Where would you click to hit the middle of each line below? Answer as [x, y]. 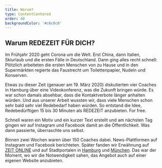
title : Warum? [19, 9]
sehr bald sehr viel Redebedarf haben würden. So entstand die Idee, [73, 106]
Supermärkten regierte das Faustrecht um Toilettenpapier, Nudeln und [75, 70]
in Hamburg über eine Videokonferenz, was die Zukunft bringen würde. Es [80, 90]
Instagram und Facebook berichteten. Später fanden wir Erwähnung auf [77, 145]
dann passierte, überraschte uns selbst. [45, 131]
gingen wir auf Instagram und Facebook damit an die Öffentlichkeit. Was [77, 125]
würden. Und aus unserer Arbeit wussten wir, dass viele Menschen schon [79, 100]
